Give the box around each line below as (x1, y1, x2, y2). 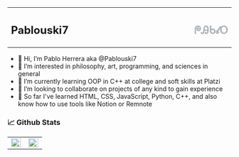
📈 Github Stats (7, 117, 60, 127)
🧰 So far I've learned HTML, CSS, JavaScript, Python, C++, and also (17, 92, 218, 100)
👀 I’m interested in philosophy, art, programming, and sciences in (17, 62, 208, 70)
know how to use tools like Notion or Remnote (17, 99, 153, 108)
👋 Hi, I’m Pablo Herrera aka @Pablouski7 (17, 54, 137, 63)
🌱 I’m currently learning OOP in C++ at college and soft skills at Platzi (17, 77, 221, 85)
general (17, 69, 41, 77)
